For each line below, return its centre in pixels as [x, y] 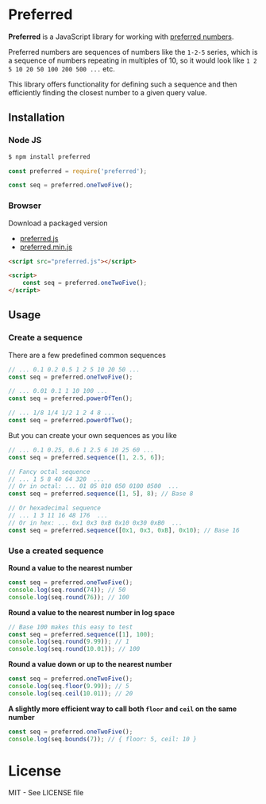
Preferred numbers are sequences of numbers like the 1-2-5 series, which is [133, 52]
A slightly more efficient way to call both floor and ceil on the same [123, 709]
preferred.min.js [46, 247]
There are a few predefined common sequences [87, 355]
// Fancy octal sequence [49, 471]
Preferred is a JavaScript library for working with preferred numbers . [121, 37]
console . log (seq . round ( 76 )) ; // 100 [69, 597]
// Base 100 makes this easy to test [71, 627]
